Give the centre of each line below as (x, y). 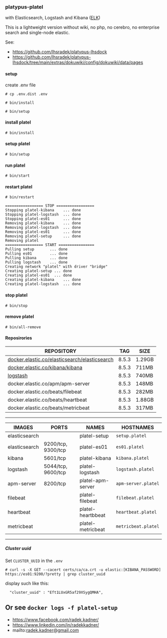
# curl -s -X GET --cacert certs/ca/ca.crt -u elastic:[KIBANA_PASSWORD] (83, 569)
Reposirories (19, 338)
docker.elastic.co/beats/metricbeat (49, 408)
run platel (15, 165)
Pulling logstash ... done (37, 262)
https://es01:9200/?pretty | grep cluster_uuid (55, 574)
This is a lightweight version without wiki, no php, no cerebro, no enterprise (83, 27)
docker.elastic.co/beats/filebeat (45, 392)
